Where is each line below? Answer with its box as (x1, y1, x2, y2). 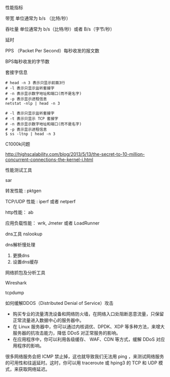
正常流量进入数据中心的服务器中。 (12, 317, 84, 323)
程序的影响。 (17, 342, 44, 349)
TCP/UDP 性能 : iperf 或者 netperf (5, 199, 76, 204)
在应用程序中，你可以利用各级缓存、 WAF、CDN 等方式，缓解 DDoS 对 (12, 336, 161, 342)
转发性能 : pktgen (5, 187, 42, 194)
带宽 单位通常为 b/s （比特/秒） (5, 15, 71, 21)
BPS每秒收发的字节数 (5, 58, 50, 65)
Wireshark (5, 280, 27, 286)
